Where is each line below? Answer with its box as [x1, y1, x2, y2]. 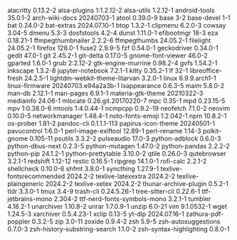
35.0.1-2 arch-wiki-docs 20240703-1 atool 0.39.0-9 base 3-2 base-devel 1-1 [7, 13, 231, 22]
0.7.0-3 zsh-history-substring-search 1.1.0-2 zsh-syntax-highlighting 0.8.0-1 [7, 225, 230, 233]
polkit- [202, 127, 222, 135]
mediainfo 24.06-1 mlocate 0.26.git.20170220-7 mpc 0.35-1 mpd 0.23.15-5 [7, 97, 226, 105]
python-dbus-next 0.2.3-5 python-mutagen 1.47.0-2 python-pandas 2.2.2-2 [7, 142, 230, 150]
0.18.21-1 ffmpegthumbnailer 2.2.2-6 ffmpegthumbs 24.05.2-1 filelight [7, 36, 211, 45]
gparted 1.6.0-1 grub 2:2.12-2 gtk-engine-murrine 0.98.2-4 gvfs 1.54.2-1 [7, 59, 218, 67]
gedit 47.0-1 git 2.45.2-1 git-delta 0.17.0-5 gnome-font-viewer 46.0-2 [7, 51, 208, 60]
